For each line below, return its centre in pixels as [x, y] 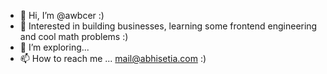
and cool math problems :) [74, 36]
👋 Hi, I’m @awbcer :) [62, 15]
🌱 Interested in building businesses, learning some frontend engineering [168, 26]
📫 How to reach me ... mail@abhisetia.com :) [113, 58]
